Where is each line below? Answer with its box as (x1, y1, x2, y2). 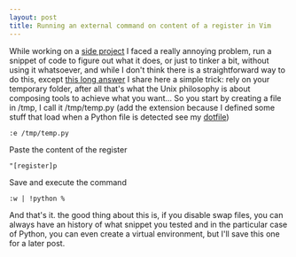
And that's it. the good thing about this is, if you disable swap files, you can (9, 209, 284, 220)
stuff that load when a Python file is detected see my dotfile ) (9, 112, 230, 122)
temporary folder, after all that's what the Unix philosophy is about (9, 83, 251, 94)
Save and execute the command (9, 176, 127, 187)
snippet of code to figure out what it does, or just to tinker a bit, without (9, 55, 269, 66)
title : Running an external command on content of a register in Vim (9, 21, 272, 30)
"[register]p (9, 161, 58, 170)
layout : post (9, 12, 58, 22)
